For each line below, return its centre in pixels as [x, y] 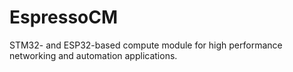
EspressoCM [64, 17]
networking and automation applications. [93, 55]
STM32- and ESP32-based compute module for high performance [146, 45]
